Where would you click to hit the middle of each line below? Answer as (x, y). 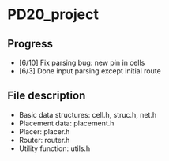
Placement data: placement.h (66, 123)
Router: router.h (44, 140)
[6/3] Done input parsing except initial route (90, 71)
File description (47, 96)
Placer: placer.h (44, 131)
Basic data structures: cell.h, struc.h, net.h (88, 114)
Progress (30, 44)
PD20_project (53, 15)
